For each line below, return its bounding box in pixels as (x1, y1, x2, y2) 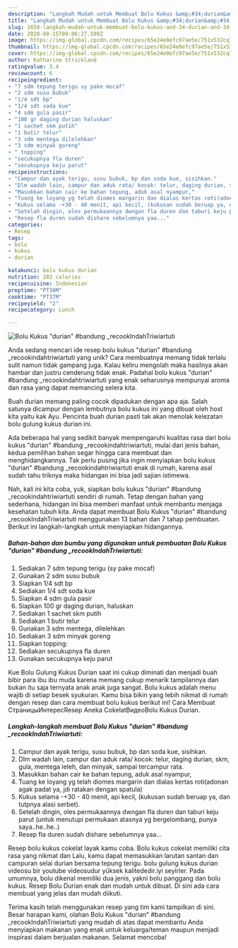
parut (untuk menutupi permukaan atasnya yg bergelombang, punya (18, 816, 218, 824)
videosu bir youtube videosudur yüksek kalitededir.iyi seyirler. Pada (8, 867, 204, 875)
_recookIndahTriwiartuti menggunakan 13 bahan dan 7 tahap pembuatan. (8, 515, 220, 524)
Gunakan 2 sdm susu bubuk (18, 572, 100, 580)
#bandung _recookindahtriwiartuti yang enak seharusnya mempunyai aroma (8, 376, 230, 385)
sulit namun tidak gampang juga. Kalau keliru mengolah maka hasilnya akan (8, 361, 228, 369)
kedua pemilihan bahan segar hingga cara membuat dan (8, 448, 172, 457)
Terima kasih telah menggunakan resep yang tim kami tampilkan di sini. (8, 903, 215, 911)
